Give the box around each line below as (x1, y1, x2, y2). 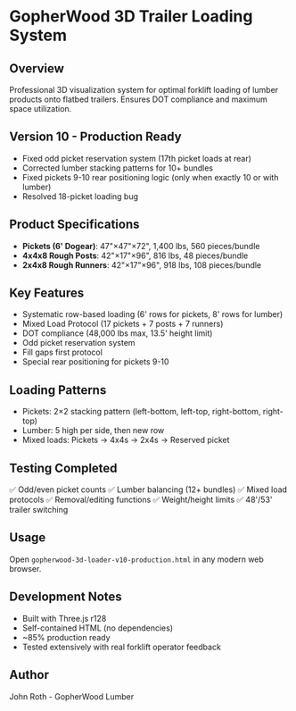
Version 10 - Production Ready (9, 130, 182, 145)
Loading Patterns (9, 382, 107, 397)
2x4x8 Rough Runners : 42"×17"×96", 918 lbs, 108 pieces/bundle (21, 259, 262, 270)
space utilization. (9, 104, 72, 113)
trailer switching (9, 505, 69, 515)
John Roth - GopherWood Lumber (9, 690, 135, 702)
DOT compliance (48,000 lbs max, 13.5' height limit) (21, 328, 213, 339)
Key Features (9, 286, 85, 301)
